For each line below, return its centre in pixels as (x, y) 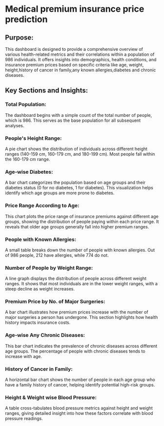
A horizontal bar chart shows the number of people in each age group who (80, 380)
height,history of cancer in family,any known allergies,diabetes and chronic (81, 70)
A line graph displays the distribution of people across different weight (76, 279)
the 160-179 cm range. (28, 159)
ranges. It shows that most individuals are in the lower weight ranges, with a (81, 284)
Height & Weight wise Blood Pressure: (51, 397)
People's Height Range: (33, 138)
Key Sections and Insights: (47, 91)
